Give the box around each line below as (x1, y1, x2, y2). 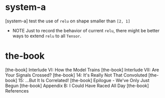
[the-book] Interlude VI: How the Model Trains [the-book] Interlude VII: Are (5, 67, 159, 73)
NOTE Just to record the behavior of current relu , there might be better (12, 27, 160, 33)
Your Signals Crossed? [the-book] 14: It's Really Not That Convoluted (5, 72, 147, 78)
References (5, 88, 29, 94)
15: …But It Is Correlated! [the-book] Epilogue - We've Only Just (18, 77, 149, 83)
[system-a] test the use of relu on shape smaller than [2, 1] (5, 18, 130, 24)
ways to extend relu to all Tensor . (12, 33, 81, 39)
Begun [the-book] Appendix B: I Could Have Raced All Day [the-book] (5, 83, 149, 89)
